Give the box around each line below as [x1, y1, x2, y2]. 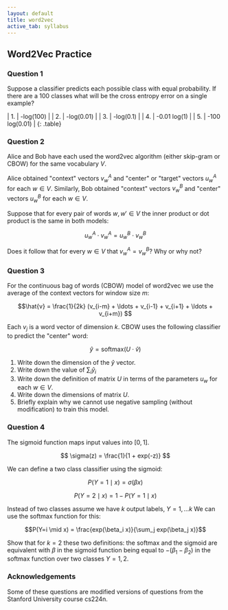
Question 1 [7, 69, 43, 78]
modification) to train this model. [16, 405, 110, 414]
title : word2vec [7, 16, 54, 23]
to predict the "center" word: [7, 331, 89, 340]
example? [7, 99, 34, 107]
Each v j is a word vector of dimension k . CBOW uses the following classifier [7, 322, 221, 332]
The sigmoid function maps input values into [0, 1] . [7, 438, 150, 447]
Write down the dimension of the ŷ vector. [16, 358, 136, 366]
